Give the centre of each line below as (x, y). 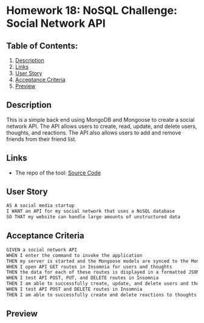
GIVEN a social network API (42, 250)
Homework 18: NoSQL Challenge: (92, 11)
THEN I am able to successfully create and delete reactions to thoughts (102, 295)
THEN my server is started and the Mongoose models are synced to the (97, 261)
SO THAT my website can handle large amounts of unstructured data (93, 217)
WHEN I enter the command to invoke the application (74, 255)
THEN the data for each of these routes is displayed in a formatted (96, 272)
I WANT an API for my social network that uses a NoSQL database (90, 211)
